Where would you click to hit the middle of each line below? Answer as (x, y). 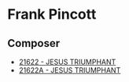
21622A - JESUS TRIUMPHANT (70, 70)
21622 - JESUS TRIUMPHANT (67, 62)
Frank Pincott (52, 14)
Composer (34, 43)
